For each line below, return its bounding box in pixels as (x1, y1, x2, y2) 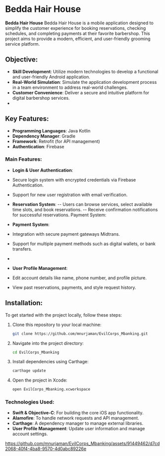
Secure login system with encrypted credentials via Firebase (12, 177, 136, 183)
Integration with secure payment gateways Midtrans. (12, 231, 120, 237)
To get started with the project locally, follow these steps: (5, 312, 122, 318)
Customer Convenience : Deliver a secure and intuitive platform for (12, 89, 150, 95)
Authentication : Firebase (12, 143, 64, 149)
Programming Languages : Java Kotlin (12, 128, 91, 133)
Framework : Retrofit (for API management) (12, 138, 100, 144)
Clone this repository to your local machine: (12, 322, 102, 327)
